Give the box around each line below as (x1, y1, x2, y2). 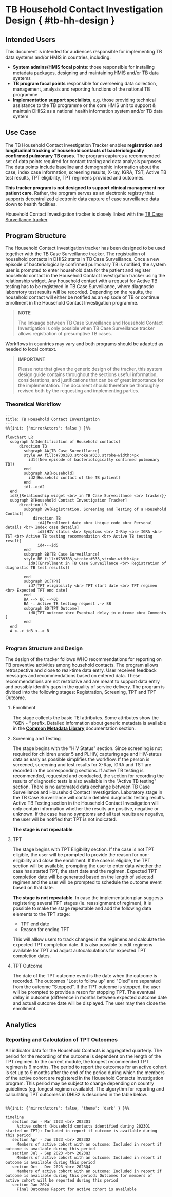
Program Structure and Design (5, 645, 83, 652)
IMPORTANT (17, 356, 46, 362)
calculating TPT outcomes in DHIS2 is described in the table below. (5, 1091, 147, 1097)
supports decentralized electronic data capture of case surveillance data (5, 195, 159, 202)
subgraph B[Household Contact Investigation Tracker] (10, 497, 127, 503)
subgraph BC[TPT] (24, 579, 61, 584)
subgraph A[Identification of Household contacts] (10, 439, 121, 444)
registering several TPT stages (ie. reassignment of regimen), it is (12, 900, 151, 906)
